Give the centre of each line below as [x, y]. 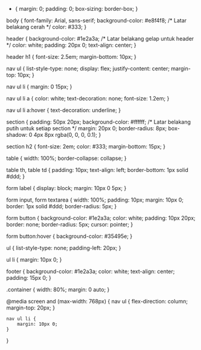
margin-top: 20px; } [31, 308]
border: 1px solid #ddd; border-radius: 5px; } [62, 206]
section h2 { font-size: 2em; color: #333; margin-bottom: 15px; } [86, 147]
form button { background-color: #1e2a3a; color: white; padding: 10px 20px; [101, 218]
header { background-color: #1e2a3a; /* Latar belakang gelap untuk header [100, 38]
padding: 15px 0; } [29, 278]
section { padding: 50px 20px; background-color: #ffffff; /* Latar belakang [99, 122]
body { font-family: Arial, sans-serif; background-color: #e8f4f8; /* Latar [97, 20]
